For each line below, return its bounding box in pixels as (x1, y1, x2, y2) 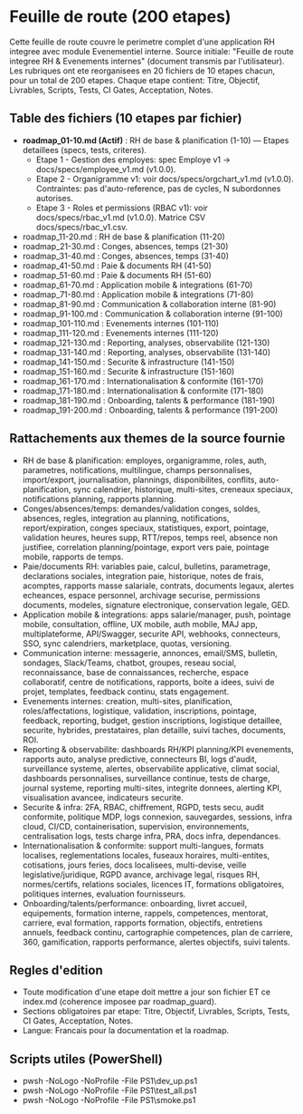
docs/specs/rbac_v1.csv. (35, 221, 128, 232)
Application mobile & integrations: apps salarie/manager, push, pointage (22, 609, 291, 620)
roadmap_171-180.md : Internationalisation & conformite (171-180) (22, 385, 264, 396)
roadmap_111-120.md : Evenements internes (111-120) (22, 327, 219, 338)
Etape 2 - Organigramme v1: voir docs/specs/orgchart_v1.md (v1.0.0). (35, 173, 294, 184)
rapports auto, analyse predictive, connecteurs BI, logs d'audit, (22, 753, 258, 764)
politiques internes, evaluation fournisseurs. (22, 888, 186, 899)
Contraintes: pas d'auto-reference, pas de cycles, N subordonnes (35, 183, 281, 194)
